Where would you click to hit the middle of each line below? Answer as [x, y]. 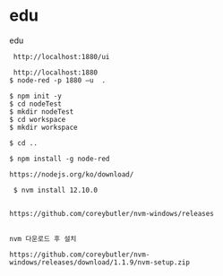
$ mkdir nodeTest [42, 112]
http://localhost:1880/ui [61, 56]
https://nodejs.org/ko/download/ [72, 174]
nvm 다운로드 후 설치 [43, 238]
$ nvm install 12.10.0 [56, 190]
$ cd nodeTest [36, 104]
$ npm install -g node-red [60, 159]
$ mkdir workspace [43, 127]
